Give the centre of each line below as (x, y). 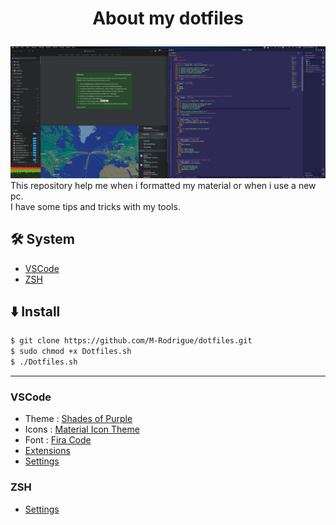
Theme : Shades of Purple (78, 419)
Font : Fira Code (58, 440)
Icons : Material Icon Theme (82, 429)
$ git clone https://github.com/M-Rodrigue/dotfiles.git (131, 341)
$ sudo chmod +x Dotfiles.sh (71, 352)
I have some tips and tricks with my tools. (95, 206)
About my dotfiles (168, 18)
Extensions (47, 451)
